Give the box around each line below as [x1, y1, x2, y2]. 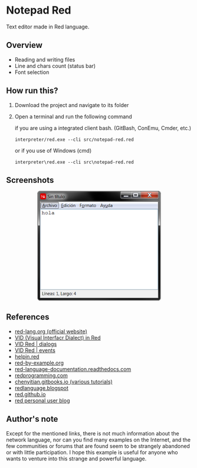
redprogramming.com [14, 372, 68, 379]
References [6, 312, 50, 322]
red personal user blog [14, 397, 70, 404]
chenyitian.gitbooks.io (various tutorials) [14, 378, 113, 385]
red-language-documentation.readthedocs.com [14, 365, 132, 373]
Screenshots [6, 175, 54, 185]
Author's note [6, 414, 58, 424]
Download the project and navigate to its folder [14, 101, 129, 108]
